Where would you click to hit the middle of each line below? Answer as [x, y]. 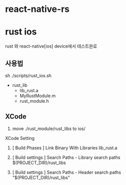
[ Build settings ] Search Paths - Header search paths [66, 172]
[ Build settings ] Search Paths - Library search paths [66, 157]
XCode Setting [20, 138]
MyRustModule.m [38, 96]
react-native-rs [37, 9]
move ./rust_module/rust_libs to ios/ [49, 128]
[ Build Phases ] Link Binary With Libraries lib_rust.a [65, 148]
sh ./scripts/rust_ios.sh [28, 75]
